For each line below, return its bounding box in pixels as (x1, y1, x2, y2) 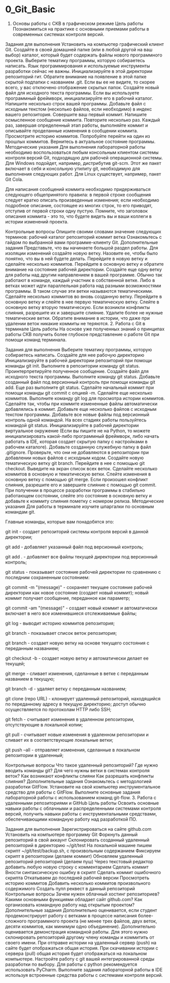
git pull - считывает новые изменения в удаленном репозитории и (5, 732, 149, 738)
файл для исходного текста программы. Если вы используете (5, 90, 140, 96)
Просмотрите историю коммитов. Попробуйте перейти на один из (5, 133, 151, 139)
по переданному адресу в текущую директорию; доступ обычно (5, 701, 146, 707)
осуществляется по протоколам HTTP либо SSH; (5, 706, 112, 712)
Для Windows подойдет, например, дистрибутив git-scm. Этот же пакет (5, 160, 161, 166)
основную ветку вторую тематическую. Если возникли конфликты (5, 304, 150, 310)
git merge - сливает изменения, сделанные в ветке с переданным (5, 670, 149, 677)
